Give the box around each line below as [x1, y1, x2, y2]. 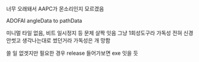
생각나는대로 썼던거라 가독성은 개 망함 [22, 37, 111, 44]
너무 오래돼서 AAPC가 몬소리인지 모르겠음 [6, 5, 104, 12]
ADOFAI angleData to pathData [6, 17, 83, 24]
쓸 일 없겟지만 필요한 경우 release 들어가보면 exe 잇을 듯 [6, 49, 138, 57]
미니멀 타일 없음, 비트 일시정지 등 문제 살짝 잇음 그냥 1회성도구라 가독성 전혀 [6, 29, 183, 36]
